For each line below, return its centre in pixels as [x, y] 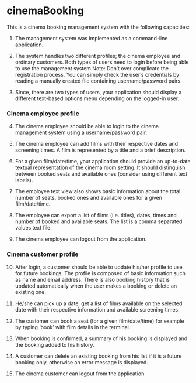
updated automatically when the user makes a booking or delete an [96, 286]
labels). [24, 180]
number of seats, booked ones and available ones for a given [88, 198]
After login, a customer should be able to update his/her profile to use [99, 267]
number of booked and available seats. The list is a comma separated [99, 221]
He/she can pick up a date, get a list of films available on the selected [99, 303]
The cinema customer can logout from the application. [80, 374]
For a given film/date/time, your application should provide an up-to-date [103, 162]
